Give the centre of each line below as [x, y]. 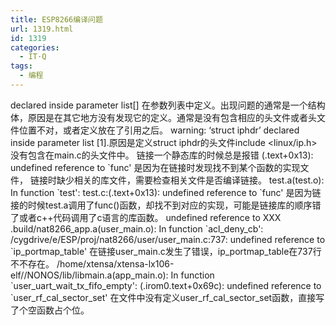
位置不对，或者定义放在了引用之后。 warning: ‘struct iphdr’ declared [159, 130]
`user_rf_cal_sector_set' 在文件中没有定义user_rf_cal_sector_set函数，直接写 [167, 297]
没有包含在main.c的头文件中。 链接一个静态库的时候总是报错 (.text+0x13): [162, 155]
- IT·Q [33, 57]
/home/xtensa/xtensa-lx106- [115, 263]
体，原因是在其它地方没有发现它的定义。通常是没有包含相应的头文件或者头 [163, 117]
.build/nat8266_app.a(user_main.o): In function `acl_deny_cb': [137, 228]
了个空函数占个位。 [50, 310]
